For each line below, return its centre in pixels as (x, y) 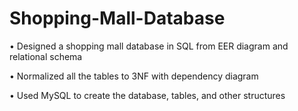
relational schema (46, 56)
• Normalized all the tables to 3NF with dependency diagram (134, 76)
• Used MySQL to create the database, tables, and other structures (147, 95)
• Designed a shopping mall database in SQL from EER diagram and (149, 46)
